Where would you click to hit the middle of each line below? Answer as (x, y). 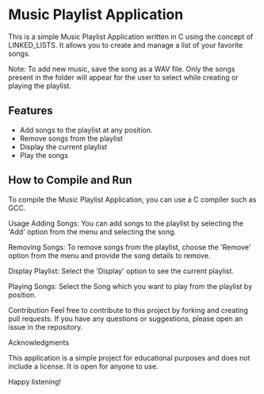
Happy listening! (35, 381)
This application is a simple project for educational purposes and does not (129, 357)
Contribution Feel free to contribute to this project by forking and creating (128, 310)
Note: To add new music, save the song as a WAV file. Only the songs (122, 68)
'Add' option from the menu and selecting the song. (92, 231)
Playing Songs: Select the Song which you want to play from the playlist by (130, 286)
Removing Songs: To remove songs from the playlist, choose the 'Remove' (130, 247)
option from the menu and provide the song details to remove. (109, 255)
